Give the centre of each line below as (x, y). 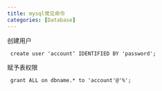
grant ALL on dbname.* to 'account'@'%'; (71, 80)
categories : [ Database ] (42, 20)
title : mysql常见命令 (36, 13)
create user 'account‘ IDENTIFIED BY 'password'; (83, 53)
